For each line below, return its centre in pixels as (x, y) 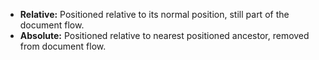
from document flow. (63, 46)
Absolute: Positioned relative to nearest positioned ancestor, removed (164, 35)
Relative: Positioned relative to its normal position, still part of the (154, 14)
